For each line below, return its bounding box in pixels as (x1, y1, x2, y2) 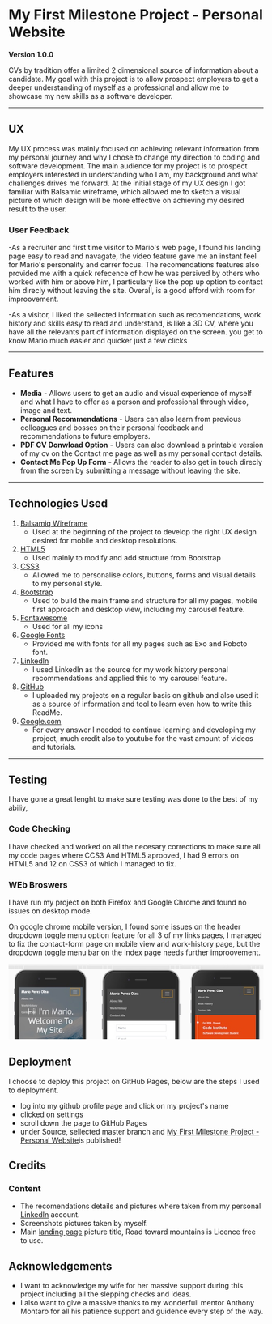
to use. (19, 1236, 44, 1245)
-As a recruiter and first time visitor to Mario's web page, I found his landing (8, 243, 261, 253)
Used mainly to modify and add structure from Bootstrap (32, 552, 221, 562)
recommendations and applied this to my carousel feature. (32, 673, 227, 683)
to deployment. (8, 1085, 59, 1095)
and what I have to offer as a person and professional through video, (19, 397, 249, 407)
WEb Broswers (8, 879, 68, 890)
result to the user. (8, 204, 67, 214)
